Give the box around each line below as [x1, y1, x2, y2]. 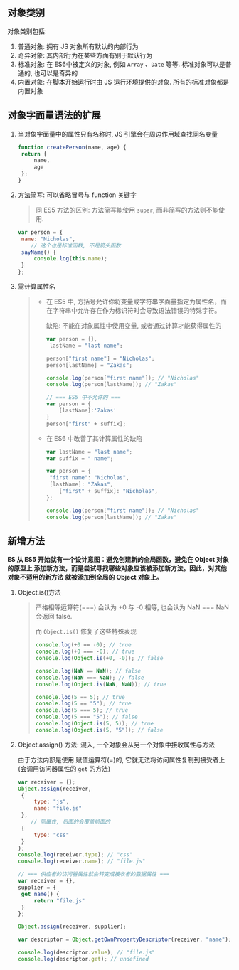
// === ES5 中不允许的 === [46, 394, 121, 401]
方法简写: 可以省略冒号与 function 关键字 [17, 191, 137, 199]
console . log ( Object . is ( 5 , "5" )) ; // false [35, 726, 164, 734]
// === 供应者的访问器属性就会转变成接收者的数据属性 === [17, 870, 170, 878]
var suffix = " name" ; [46, 454, 114, 462]
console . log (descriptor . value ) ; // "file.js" [17, 949, 155, 956]
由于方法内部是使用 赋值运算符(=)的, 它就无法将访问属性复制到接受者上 [17, 755, 225, 764]
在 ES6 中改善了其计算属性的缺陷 [46, 434, 143, 442]
